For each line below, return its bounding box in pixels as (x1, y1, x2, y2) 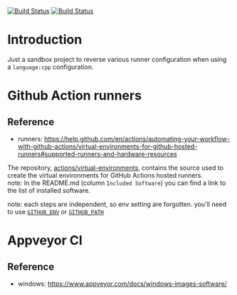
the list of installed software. (7, 186, 90, 195)
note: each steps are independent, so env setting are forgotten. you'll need (7, 200, 227, 208)
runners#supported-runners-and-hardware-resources (17, 149, 177, 158)
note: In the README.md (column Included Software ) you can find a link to (7, 178, 226, 187)
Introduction (7, 32, 83, 48)
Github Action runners (7, 87, 142, 104)
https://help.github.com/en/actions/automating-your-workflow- (43, 134, 230, 143)
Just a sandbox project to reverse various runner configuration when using (7, 55, 227, 63)
